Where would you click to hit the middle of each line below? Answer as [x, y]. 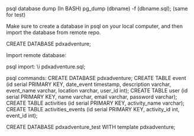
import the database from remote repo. [54, 32]
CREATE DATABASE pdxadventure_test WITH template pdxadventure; [91, 127]
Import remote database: [36, 55]
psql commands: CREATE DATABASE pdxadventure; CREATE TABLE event [96, 78]
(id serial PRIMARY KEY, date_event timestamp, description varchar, [89, 84]
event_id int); [22, 115]
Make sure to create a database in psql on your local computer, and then [95, 26]
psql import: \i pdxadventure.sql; [46, 67]
